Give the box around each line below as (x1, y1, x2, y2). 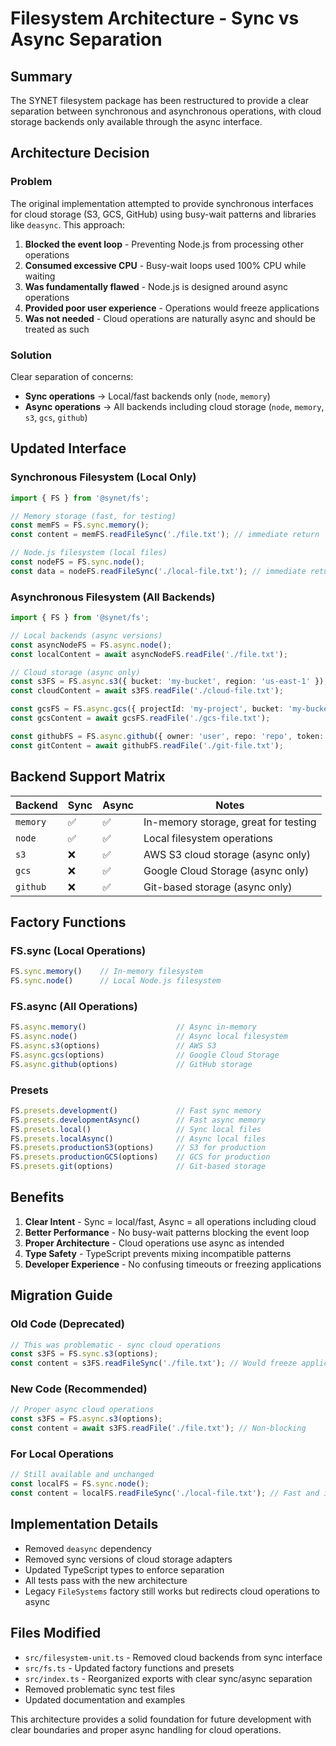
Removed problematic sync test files (24, 1683, 176, 1695)
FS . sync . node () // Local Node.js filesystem (10, 976, 222, 986)
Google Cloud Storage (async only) (143, 863, 310, 877)
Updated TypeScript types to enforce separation (24, 1563, 225, 1576)
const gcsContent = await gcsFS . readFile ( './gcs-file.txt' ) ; (10, 713, 271, 724)
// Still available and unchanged (10, 1470, 155, 1480)
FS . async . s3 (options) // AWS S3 (10, 1041, 217, 1051)
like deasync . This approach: (10, 218, 126, 231)
